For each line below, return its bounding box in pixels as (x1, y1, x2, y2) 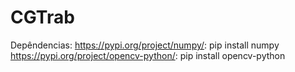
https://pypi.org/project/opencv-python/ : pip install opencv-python (10, 49, 286, 61)
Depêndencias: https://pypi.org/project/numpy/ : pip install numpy (10, 39, 280, 51)
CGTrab (10, 6, 75, 29)
